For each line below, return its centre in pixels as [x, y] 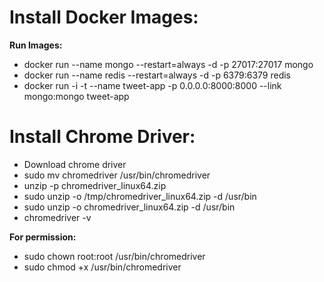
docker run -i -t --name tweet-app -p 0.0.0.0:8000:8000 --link [152, 85]
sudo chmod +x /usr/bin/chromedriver [102, 267]
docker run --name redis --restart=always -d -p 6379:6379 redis [157, 75]
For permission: [43, 237]
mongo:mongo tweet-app [76, 96]
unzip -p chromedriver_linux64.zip [95, 185]
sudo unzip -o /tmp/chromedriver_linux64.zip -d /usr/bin [140, 196]
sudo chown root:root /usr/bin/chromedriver [114, 256]
